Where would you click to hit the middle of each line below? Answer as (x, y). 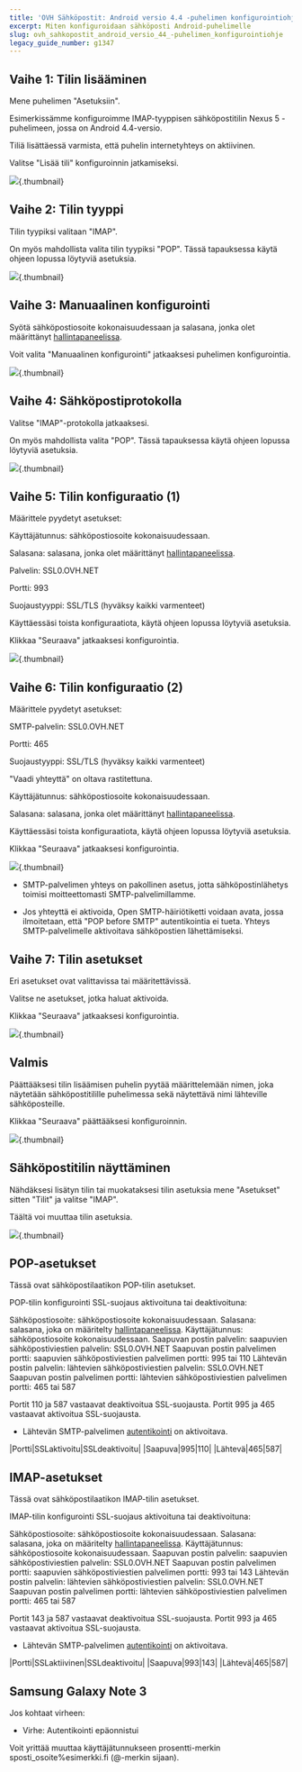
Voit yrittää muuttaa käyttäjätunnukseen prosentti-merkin (115, 1748)
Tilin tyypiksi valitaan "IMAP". (64, 232)
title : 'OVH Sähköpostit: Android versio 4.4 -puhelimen (118, 18)
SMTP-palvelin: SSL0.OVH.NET (67, 727)
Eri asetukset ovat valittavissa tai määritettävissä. (100, 981)
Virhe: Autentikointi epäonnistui (80, 1730)
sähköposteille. (37, 1104)
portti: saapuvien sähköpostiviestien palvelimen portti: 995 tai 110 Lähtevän (148, 1359)
